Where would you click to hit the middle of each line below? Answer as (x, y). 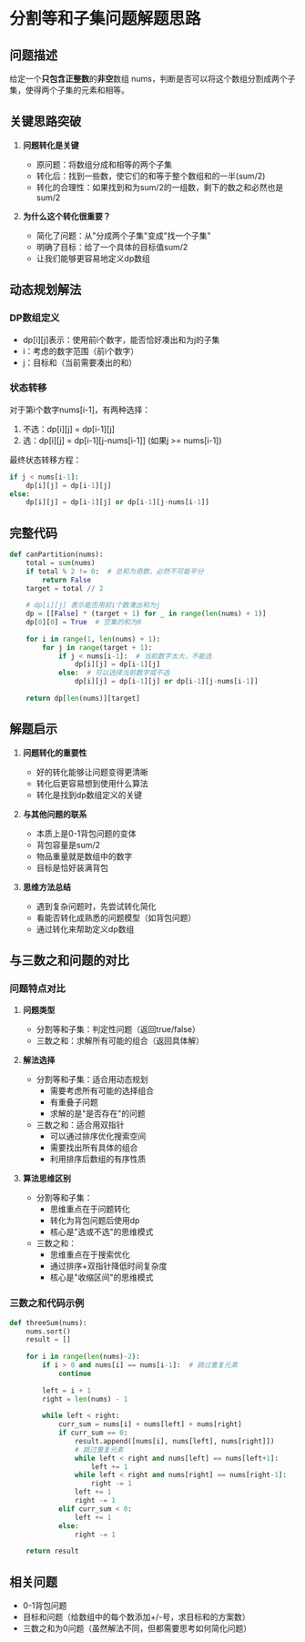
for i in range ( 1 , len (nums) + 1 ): (93, 639)
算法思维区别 (46, 1179)
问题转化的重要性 (55, 753)
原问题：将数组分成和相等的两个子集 (104, 164)
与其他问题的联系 (55, 814)
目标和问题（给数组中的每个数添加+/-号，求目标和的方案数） (136, 1617)
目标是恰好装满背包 (72, 867)
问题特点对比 (38, 988)
